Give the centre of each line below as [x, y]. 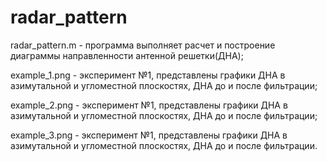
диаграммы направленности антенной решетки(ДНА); [127, 55]
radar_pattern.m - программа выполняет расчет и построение [143, 45]
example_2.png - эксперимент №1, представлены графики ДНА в [149, 105]
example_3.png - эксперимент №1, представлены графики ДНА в [149, 135]
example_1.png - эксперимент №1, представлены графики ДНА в [148, 75]
